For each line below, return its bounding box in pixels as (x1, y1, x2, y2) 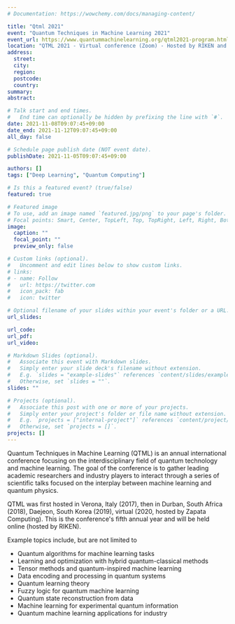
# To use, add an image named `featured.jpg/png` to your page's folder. (7, 210, 227, 217)
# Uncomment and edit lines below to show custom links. (7, 262, 183, 269)
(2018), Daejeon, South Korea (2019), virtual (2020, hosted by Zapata (7, 507, 206, 515)
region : (13, 68, 36, 76)
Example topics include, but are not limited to (7, 536, 138, 544)
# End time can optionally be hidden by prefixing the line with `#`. (7, 114, 224, 121)
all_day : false (7, 133, 52, 140)
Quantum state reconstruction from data (17, 594, 134, 602)
